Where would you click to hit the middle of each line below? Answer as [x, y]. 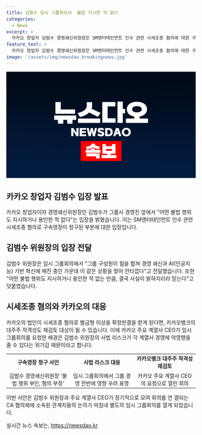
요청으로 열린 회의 [168, 383]
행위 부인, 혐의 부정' [41, 383]
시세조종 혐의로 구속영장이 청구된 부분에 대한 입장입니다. [72, 227]
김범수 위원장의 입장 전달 [49, 248]
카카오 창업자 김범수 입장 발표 [57, 196]
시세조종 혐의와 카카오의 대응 [57, 307]
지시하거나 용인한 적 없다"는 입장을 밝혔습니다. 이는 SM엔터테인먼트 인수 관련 [103, 220]
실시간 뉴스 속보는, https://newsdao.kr [52, 425]
